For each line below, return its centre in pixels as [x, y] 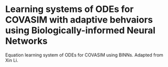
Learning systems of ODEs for [70, 9]
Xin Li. [12, 60]
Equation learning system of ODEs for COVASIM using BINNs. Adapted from [84, 55]
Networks [27, 41]
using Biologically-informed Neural [80, 30]
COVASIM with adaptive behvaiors [79, 20]
